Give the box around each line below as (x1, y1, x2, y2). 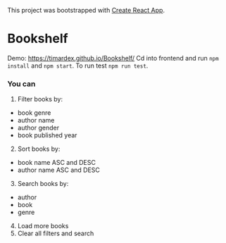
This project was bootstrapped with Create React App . (7, 6, 165, 14)
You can (7, 79, 36, 89)
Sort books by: (17, 144, 61, 154)
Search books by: (17, 180, 69, 188)
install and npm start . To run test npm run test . (7, 61, 149, 70)
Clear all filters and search (17, 229, 94, 238)
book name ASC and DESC (17, 158, 96, 167)
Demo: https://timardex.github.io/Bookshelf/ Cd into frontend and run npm (7, 54, 220, 62)
